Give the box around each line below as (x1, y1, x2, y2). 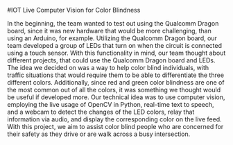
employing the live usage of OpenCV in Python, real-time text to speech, (7, 101, 214, 108)
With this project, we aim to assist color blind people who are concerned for (7, 123, 224, 130)
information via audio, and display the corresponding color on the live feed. (7, 115, 222, 123)
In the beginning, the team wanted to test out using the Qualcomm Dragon (7, 19, 219, 27)
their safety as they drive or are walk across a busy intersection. (7, 130, 191, 138)
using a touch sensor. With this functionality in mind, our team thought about (7, 49, 226, 57)
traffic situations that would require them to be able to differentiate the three (7, 71, 224, 79)
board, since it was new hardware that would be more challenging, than (7, 27, 212, 35)
